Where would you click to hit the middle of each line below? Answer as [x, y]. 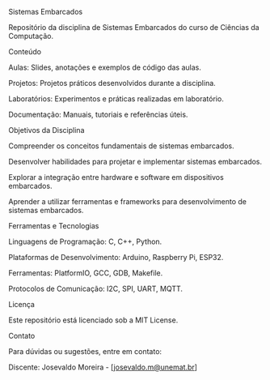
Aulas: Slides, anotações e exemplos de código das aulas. [105, 67]
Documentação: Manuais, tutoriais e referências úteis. [98, 114]
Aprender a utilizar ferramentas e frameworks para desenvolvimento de [127, 201]
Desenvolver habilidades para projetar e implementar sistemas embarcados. [135, 162]
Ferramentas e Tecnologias [54, 226]
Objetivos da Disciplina [46, 130]
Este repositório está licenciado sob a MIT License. [93, 320]
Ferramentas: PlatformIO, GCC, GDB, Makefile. [86, 273]
